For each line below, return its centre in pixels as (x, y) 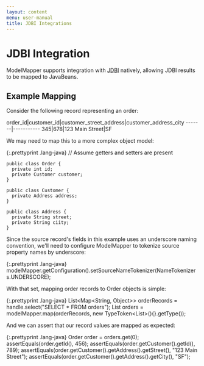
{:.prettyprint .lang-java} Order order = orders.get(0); (73, 337)
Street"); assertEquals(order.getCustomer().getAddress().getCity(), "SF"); (98, 357)
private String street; (42, 217)
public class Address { (37, 212)
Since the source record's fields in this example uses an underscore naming (101, 239)
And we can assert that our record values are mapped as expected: (91, 325)
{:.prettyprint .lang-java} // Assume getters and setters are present (90, 152)
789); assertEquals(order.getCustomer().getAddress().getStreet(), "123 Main (102, 350)
